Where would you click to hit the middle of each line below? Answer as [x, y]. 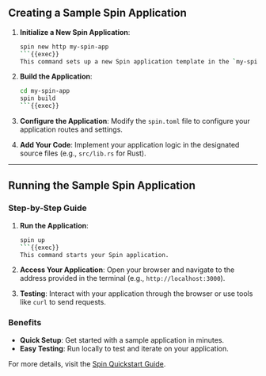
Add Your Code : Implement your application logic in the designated [129, 145]
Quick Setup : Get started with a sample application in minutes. [122, 340]
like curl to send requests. [63, 302]
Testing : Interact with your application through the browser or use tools [136, 294]
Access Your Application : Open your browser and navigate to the [127, 270]
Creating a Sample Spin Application [98, 13]
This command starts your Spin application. [94, 255]
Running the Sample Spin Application [102, 186]
